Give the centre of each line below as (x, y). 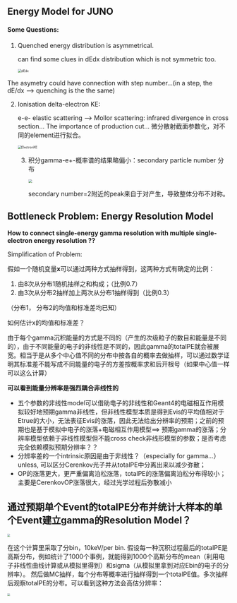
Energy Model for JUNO (61, 12)
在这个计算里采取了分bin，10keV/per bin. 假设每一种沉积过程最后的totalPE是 (117, 547)
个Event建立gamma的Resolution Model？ (99, 520)
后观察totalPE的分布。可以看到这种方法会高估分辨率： (86, 583)
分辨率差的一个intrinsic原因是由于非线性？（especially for (101, 456)
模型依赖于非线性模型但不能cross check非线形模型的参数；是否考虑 (128, 438)
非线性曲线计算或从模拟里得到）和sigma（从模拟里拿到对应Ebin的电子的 (118, 565)
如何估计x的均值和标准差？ (46, 323)
